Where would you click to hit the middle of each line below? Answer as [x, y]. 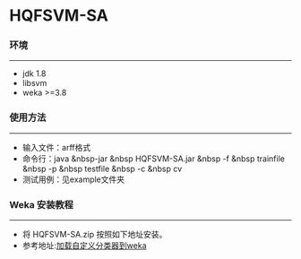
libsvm [34, 83]
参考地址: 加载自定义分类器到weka [84, 246]
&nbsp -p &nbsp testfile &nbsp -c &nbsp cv [102, 168]
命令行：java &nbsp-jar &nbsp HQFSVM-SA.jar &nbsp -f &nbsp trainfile [153, 159]
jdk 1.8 [34, 73]
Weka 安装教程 [42, 204]
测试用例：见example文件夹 [73, 179]
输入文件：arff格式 [56, 147]
